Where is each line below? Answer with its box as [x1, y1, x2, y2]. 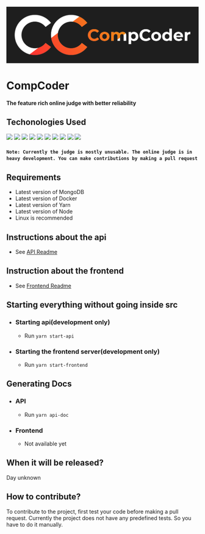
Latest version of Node [15, 208, 73, 215]
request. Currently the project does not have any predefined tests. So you [6, 514, 192, 522]
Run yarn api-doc [24, 411, 69, 418]
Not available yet [24, 440, 67, 447]
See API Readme [15, 248, 58, 256]
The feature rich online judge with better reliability [6, 99, 137, 107]
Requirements [6, 172, 61, 182]
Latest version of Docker [15, 195, 77, 202]
